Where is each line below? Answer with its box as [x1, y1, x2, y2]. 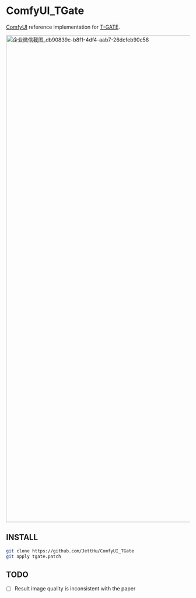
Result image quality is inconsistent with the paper [14, 585, 136, 592]
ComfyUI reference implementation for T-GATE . [6, 23, 121, 30]
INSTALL [6, 533, 38, 542]
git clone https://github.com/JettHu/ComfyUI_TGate [6, 548, 134, 554]
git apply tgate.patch [6, 554, 61, 559]
